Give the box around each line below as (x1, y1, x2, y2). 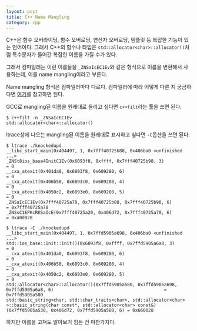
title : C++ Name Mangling (6, 14, 69, 20)
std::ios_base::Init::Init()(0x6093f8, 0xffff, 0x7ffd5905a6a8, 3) (6, 240, 175, 247)
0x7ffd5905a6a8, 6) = (6, 287, 167, 293)
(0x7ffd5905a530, (6, 307, 49, 313)
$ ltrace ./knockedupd (6, 143, 62, 149)
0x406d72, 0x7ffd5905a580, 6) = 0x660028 (51, 307, 154, 313)
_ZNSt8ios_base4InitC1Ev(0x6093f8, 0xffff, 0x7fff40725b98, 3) (6, 158, 165, 165)
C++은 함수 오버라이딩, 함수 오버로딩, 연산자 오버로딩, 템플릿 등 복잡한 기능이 (6, 36, 183, 44)
